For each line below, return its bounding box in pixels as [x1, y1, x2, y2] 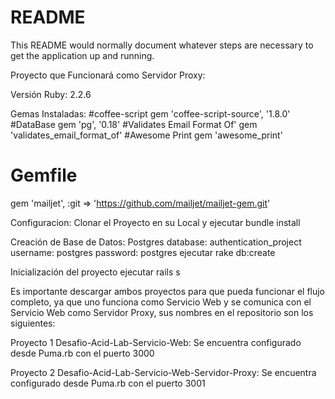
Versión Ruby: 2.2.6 [10, 88, 92, 100]
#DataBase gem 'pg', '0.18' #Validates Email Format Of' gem [10, 118, 258, 130]
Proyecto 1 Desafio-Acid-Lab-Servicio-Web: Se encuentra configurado [10, 336, 302, 348]
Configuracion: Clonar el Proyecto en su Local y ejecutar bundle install [10, 216, 301, 228]
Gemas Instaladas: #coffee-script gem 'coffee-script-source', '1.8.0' [10, 107, 291, 120]
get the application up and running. [10, 49, 155, 61]
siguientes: [10, 317, 56, 329]
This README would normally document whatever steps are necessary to [10, 39, 314, 51]
